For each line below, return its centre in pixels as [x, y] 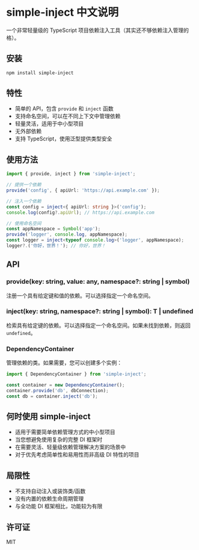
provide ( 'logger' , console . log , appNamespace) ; [67, 235]
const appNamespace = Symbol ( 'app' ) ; [54, 229]
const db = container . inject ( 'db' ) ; [52, 396]
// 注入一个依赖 [24, 201]
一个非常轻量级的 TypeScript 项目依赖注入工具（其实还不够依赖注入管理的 [98, 30]
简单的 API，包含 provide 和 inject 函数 [64, 108]
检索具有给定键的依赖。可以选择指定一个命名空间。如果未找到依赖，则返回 [98, 325]
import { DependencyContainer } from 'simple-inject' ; [76, 374]
